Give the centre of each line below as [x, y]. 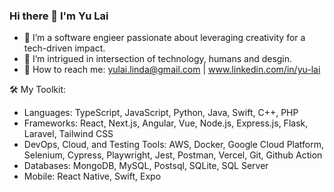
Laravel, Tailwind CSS [68, 134]
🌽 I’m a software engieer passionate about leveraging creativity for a [164, 38]
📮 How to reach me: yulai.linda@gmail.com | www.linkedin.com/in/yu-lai [172, 70]
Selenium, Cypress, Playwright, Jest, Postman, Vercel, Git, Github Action [173, 155]
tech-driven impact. [64, 48]
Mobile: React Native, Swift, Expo [92, 176]
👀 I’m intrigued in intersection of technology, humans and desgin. [158, 59]
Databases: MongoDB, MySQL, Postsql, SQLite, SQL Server [146, 166]
